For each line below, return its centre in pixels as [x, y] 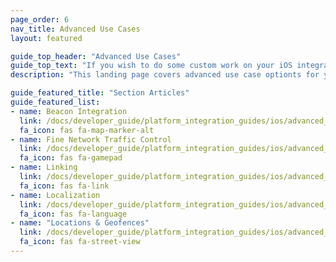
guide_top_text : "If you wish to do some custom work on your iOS [151, 66]
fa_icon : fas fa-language [73, 214]
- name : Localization [55, 195]
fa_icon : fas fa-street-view [80, 242]
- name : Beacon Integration [69, 111]
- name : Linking [44, 167]
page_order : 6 [40, 19]
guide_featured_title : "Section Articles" [100, 93]
